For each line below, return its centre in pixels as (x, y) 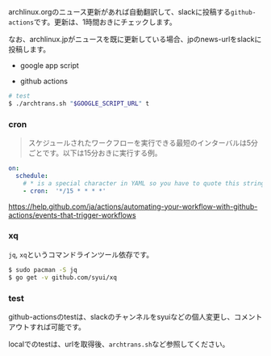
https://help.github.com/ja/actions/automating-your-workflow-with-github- (133, 206)
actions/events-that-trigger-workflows (72, 215)
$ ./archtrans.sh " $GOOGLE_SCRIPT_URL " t (79, 104)
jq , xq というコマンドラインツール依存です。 (81, 254)
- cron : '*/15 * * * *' (65, 191)
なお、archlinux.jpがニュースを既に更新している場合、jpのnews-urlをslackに (135, 39)
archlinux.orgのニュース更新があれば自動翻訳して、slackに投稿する (120, 12)
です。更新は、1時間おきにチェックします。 (105, 22)
